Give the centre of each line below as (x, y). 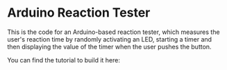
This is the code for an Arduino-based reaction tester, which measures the (113, 32)
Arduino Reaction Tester (79, 13)
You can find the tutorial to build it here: (64, 60)
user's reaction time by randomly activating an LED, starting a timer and (110, 39)
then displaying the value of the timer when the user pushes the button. (109, 46)
